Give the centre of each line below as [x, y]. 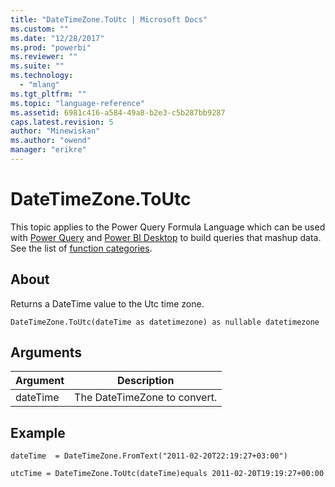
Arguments [46, 352]
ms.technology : [42, 76]
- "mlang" [39, 85]
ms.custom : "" [40, 29]
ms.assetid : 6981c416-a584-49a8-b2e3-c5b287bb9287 [118, 112]
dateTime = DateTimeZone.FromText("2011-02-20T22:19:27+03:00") [149, 456]
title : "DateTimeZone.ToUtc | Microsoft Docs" [109, 19]
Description [145, 381]
